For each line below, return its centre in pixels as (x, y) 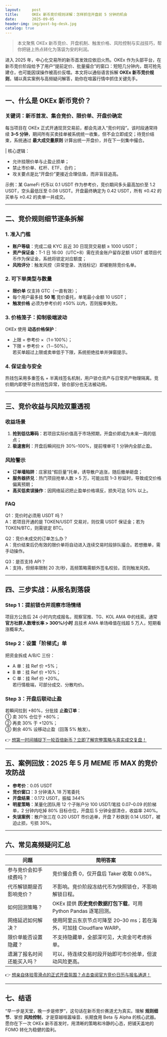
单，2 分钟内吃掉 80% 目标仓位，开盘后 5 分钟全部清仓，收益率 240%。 (86, 810)
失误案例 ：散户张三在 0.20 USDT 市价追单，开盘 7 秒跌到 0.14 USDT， (84, 817)
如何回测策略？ (25, 907)
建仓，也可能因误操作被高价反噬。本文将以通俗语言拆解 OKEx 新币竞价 (78, 72)
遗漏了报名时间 (25, 954)
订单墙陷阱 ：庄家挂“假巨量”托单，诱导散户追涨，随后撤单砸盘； (78, 472)
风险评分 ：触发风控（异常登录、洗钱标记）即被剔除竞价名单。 (76, 265)
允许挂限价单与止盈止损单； (41, 161)
